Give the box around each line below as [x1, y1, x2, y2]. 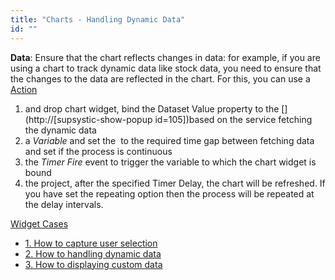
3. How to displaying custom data [24, 258, 163, 270]
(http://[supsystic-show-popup [24, 113, 153, 125]
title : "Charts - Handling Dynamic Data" [10, 14, 186, 25]
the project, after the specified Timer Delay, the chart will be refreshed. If [24, 177, 326, 189]
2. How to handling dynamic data [24, 247, 162, 260]
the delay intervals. [24, 198, 104, 210]
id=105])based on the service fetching [154, 113, 313, 125]
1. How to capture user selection [24, 237, 158, 249]
